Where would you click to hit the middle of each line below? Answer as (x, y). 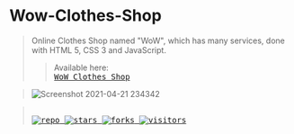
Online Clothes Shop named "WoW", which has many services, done (158, 40)
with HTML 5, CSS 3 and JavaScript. (98, 49)
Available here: (81, 67)
